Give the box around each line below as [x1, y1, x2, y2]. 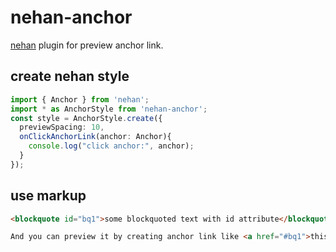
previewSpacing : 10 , [19, 122, 105, 133]
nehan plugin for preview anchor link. [10, 39, 164, 51]
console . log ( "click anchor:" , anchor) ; [28, 141, 195, 151]
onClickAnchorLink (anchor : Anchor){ [19, 132, 172, 142]
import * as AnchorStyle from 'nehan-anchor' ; [10, 104, 208, 114]
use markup [10, 187, 87, 205]
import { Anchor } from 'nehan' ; [10, 94, 150, 105]
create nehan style [10, 68, 130, 85]
